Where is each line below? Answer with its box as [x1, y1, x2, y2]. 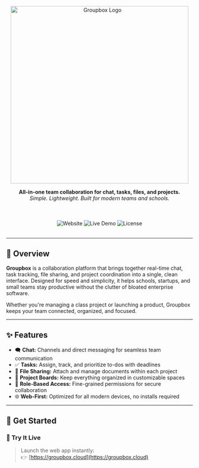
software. [6, 289, 30, 296]
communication [14, 354, 53, 362]
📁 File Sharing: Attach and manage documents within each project [14, 367, 178, 375]
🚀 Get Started [6, 416, 57, 426]
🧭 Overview [6, 248, 50, 259]
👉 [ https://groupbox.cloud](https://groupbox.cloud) [20, 454, 149, 461]
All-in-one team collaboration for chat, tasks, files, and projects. [18, 189, 181, 195]
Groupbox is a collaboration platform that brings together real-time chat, [6, 264, 184, 272]
